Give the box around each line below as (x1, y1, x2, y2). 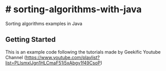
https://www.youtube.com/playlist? (25, 54, 100, 60)
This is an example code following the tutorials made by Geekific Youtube (5, 49, 161, 55)
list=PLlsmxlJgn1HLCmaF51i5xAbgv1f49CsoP (5, 60, 101, 66)
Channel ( (5, 54, 26, 60)
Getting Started (5, 35, 56, 44)
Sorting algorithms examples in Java (5, 20, 83, 27)
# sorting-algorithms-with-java (5, 4, 142, 15)
